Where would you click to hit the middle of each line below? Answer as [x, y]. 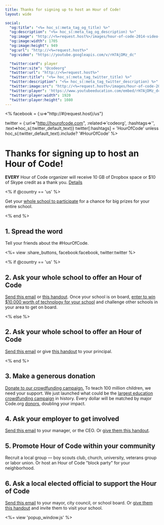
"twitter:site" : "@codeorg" [38, 68]
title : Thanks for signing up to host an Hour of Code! [63, 10]
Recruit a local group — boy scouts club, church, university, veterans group [81, 458]
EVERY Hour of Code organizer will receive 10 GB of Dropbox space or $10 [80, 177]
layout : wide [18, 14]
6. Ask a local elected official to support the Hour [81, 483]
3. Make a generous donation [50, 376]
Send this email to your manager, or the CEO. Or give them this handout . [78, 431]
